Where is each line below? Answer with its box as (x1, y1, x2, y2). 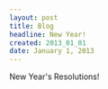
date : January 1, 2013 (9, 47, 94, 56)
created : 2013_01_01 (9, 38, 87, 48)
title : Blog (9, 22, 54, 31)
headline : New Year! (9, 30, 87, 39)
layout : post (9, 13, 58, 22)
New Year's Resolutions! (9, 71, 100, 82)
